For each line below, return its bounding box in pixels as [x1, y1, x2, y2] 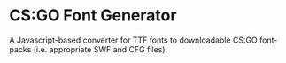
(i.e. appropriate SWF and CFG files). [33, 43, 168, 54]
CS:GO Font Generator [9, 5, 177, 26]
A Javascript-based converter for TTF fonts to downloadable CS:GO [9, 35, 259, 45]
